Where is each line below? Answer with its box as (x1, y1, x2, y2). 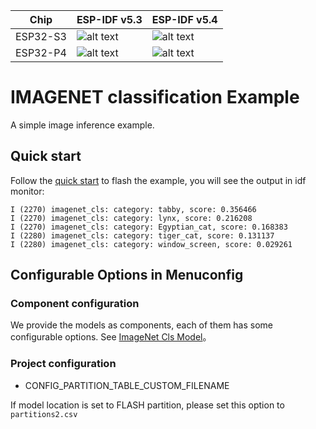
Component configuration (10, 297, 140, 311)
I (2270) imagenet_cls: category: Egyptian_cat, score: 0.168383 (10, 222, 288, 232)
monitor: (10, 185, 45, 197)
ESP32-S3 (15, 30, 67, 43)
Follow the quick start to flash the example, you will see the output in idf (10, 174, 307, 186)
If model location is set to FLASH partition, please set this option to (10, 399, 285, 411)
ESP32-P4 (15, 46, 67, 59)
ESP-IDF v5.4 (151, 13, 218, 26)
